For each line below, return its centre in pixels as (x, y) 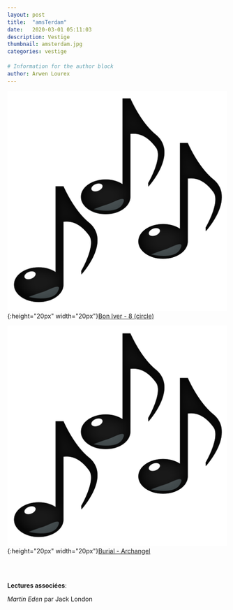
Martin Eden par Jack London (50, 599)
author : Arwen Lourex (39, 73)
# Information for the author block (60, 66)
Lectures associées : (37, 585)
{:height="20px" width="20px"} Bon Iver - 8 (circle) (81, 316)
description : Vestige (39, 37)
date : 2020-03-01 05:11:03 (50, 29)
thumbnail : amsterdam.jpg (45, 44)
